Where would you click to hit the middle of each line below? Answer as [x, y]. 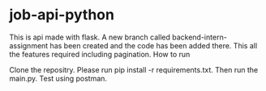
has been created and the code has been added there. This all [154, 45]
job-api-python [62, 15]
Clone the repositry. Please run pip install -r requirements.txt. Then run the [134, 69]
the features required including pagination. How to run [100, 54]
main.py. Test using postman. [58, 78]
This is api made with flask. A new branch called [90, 37]
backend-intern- [200, 37]
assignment [29, 45]
